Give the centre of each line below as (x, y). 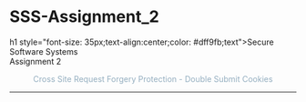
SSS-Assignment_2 (84, 17)
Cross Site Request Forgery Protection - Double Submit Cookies (153, 78)
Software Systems (44, 51)
